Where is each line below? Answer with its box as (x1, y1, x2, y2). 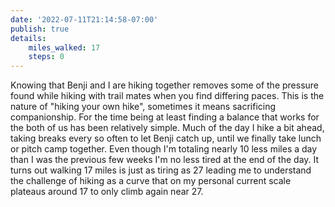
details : (10, 33, 47, 43)
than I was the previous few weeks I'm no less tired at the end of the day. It (10, 154, 320, 166)
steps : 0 (28, 52, 65, 62)
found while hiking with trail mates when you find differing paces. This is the (10, 90, 325, 102)
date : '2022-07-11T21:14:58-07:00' (10, 14, 159, 25)
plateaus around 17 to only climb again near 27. (10, 186, 204, 198)
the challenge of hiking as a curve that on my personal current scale (10, 175, 292, 187)
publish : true (10, 24, 70, 34)
